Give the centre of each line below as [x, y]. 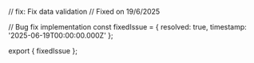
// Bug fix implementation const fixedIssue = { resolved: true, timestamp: [128, 27]
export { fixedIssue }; [43, 51]
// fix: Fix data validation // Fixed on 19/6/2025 [84, 12]
